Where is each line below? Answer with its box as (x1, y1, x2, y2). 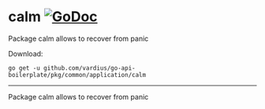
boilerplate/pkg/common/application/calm (8, 71, 147, 78)
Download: (8, 49, 43, 58)
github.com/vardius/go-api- (43, 64, 136, 72)
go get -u (8, 64, 41, 72)
